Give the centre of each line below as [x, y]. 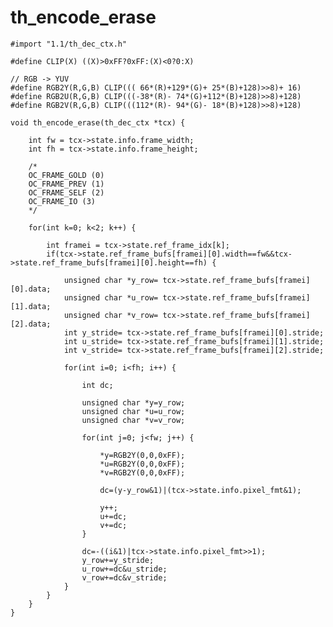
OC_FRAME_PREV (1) [66, 184]
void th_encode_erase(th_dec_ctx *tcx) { [98, 122]
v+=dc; [113, 525]
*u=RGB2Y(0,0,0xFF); [142, 464]
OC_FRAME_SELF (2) [66, 192]
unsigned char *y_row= [111, 280]
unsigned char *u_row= [111, 297]
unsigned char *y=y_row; [133, 402]
